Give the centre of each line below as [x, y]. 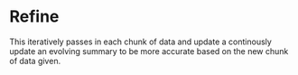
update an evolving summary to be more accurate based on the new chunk [149, 51]
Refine [34, 17]
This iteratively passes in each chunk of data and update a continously [141, 42]
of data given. [35, 61]
